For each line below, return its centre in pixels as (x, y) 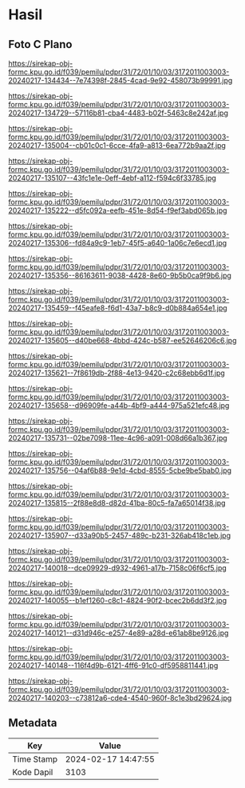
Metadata (33, 723)
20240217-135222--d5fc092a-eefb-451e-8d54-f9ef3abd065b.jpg (118, 210)
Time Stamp (35, 759)
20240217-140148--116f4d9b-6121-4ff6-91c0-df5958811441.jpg (113, 665)
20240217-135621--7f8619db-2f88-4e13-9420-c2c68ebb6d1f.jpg (117, 373)
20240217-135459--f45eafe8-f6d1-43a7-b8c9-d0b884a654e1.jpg (118, 308)
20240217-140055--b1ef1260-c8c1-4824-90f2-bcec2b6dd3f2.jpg (118, 600)
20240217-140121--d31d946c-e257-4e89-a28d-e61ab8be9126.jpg (119, 633)
